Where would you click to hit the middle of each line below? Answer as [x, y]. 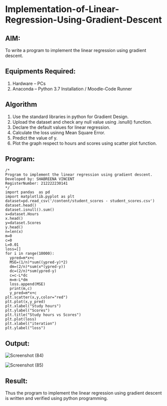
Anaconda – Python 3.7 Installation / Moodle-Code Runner [72, 89]
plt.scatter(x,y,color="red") [37, 297]
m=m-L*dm [19, 280]
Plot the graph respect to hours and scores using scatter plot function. [84, 143]
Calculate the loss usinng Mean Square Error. [59, 132]
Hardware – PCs [29, 83]
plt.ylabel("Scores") [28, 311]
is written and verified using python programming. [57, 398]
